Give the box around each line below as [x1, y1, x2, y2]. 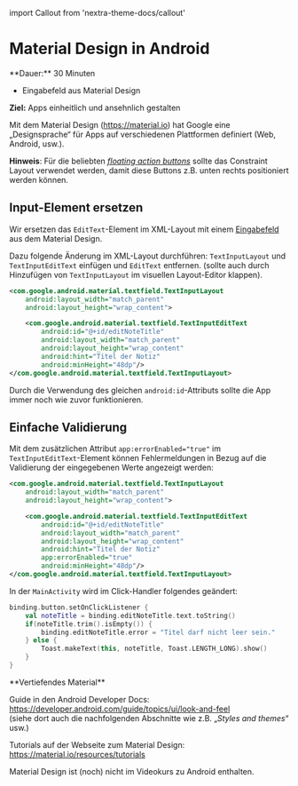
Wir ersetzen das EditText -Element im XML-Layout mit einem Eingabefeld [9, 224, 279, 234]
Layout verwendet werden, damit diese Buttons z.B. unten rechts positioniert [9, 164, 289, 176]
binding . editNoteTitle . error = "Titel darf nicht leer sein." [41, 628, 276, 637]
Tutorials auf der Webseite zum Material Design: [9, 739, 185, 750]
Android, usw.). [9, 138, 65, 149]
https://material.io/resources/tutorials [9, 749, 146, 759]
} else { [25, 636, 58, 645]
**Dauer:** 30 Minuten [9, 67, 96, 78]
